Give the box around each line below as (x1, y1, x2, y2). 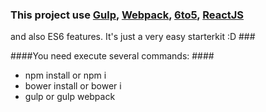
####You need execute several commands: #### (10, 50, 215, 62)
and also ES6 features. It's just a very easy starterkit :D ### (10, 31, 256, 43)
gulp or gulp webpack (24, 91, 116, 103)
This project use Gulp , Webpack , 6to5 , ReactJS (10, 8, 245, 22)
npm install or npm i (24, 69, 107, 82)
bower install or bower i (24, 80, 122, 92)
